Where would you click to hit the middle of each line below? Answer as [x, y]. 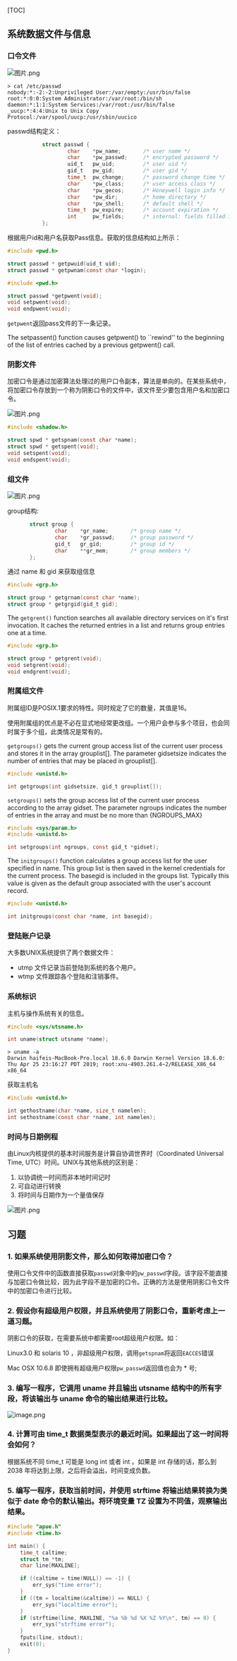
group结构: [23, 511]
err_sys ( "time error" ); [67, 1585]
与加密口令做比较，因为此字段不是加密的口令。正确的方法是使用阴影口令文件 [119, 1282]
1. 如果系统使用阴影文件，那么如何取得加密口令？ [90, 1256]
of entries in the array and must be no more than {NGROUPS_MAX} [105, 815]
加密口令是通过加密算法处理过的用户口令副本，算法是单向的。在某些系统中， [119, 382]
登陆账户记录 [29, 935]
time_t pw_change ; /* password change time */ [146, 177]
